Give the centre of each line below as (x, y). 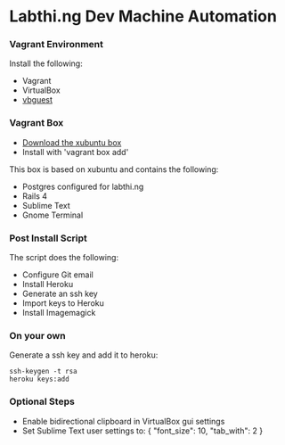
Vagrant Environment (57, 45)
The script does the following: (64, 258)
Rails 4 (34, 196)
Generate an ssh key (60, 294)
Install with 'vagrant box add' (75, 152)
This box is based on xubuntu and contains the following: (114, 169)
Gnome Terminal (53, 215)
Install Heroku (48, 284)
